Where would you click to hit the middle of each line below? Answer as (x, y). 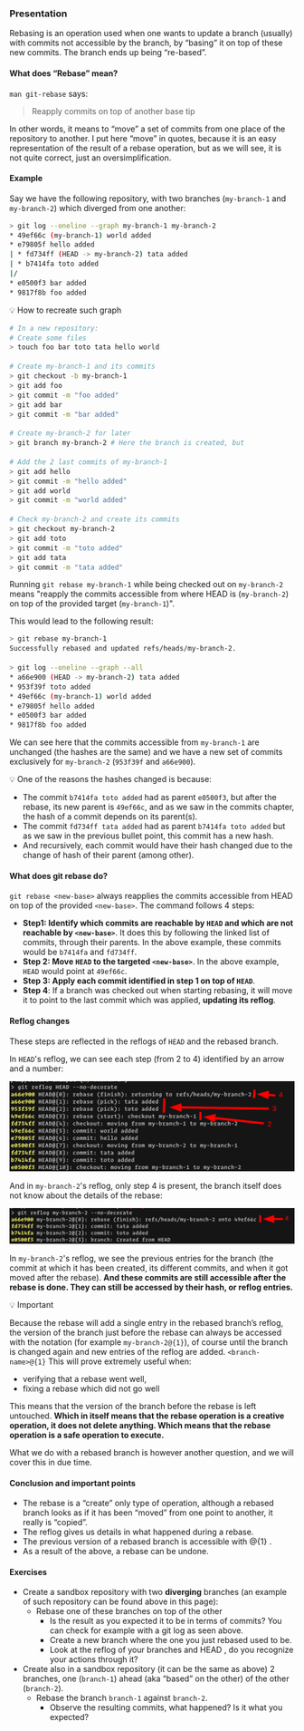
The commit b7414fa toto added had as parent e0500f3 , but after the (150, 798)
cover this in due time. (51, 1463)
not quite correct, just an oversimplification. (90, 158)
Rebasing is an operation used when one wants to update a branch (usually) (151, 34)
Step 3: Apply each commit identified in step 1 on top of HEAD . (139, 981)
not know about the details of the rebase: (86, 1195)
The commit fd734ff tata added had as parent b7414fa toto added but (154, 827)
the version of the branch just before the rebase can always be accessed (146, 1333)
